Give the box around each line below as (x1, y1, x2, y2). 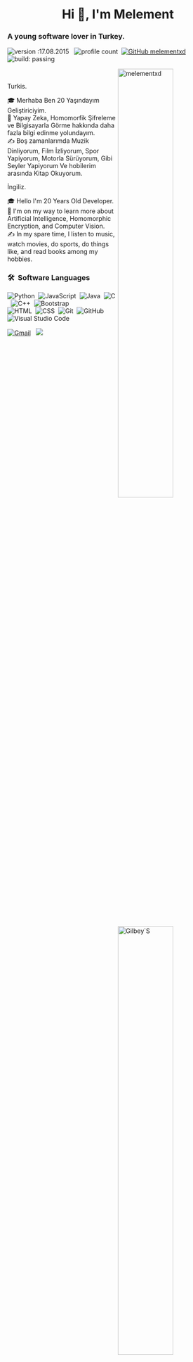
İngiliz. (7, 183, 27, 191)
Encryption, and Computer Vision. (7, 222, 105, 231)
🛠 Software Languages (7, 273, 91, 283)
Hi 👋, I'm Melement (62, 6, 174, 23)
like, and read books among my (7, 248, 98, 256)
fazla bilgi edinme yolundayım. (7, 129, 95, 137)
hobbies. (7, 255, 33, 263)
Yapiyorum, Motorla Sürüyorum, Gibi (7, 154, 113, 163)
